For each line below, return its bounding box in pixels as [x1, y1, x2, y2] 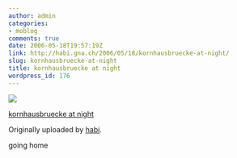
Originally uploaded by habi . [8, 124, 103, 134]
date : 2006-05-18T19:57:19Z [8, 42, 104, 50]
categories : [8, 19, 49, 27]
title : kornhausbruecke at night [8, 64, 121, 73]
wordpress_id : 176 [8, 72, 70, 80]
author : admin [8, 11, 57, 20]
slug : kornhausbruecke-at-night [8, 57, 117, 65]
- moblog [8, 27, 38, 35]
